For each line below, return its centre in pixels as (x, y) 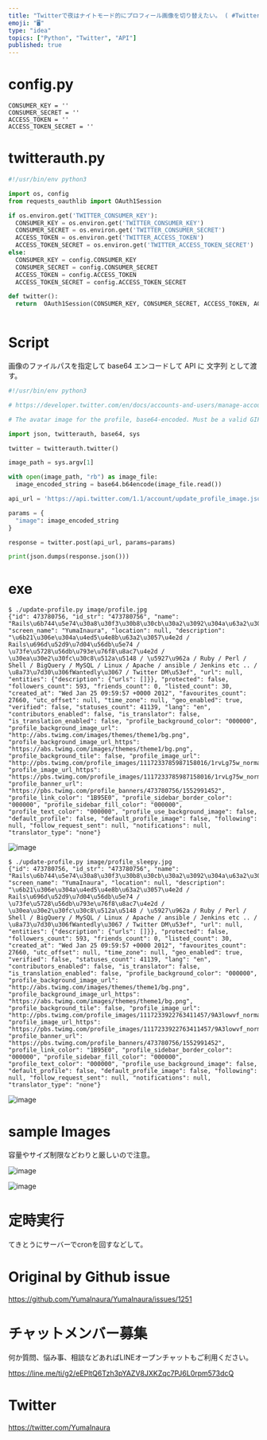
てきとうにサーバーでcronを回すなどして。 (78, 1245)
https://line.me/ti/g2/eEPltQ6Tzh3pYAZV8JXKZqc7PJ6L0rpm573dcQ (121, 1373)
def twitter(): (33, 297)
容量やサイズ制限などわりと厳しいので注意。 (81, 1155)
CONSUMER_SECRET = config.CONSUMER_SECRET (87, 267)
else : (17, 252)
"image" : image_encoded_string (67, 521)
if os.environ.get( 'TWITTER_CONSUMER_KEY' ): (83, 216)
